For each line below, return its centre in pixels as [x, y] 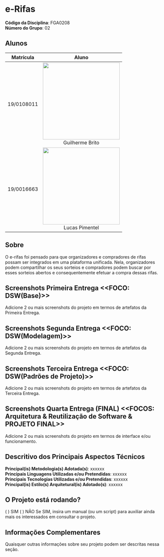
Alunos [16, 44]
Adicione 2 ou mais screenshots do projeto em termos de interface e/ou [78, 436]
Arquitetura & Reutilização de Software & [69, 416]
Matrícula [23, 57]
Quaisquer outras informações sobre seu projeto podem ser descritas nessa [82, 544]
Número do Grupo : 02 [28, 28]
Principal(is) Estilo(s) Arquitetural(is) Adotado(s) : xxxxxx [64, 484]
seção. [12, 550]
